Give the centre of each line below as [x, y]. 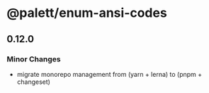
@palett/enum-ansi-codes [87, 13]
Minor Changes [34, 59]
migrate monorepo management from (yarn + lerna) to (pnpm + [109, 74]
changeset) [34, 82]
